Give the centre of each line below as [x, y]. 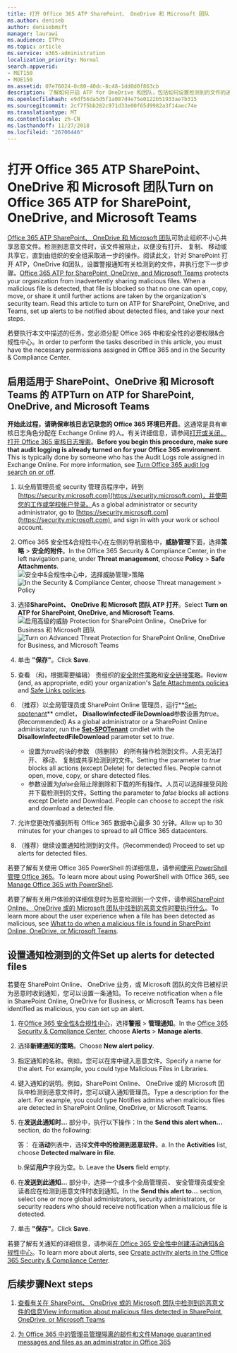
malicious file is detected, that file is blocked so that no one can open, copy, [117, 289]
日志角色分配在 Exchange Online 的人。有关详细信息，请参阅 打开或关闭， [120, 433]
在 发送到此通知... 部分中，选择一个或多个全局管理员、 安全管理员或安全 [121, 1182]
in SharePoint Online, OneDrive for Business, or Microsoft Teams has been [115, 1001]
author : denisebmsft [38, 27]
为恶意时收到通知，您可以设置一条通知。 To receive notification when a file [115, 993]
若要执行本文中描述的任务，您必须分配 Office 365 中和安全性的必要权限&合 [116, 333]
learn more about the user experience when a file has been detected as [111, 916]
